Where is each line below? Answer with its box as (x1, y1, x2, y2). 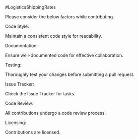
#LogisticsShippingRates (5, 4, 56, 10)
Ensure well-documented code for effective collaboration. (5, 52, 123, 58)
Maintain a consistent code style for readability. (5, 33, 102, 39)
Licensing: (5, 120, 26, 126)
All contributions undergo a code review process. (5, 110, 106, 116)
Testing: (5, 62, 22, 68)
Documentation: (5, 43, 38, 49)
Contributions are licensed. (5, 129, 61, 135)
